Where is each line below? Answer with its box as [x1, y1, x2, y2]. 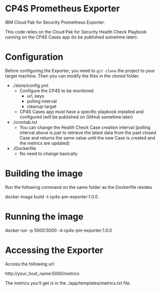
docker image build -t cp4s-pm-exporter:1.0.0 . [5, 193, 101, 200]
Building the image [5, 168, 83, 179]
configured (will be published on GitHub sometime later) [19, 114, 134, 120]
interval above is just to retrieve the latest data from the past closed [19, 129, 156, 136]
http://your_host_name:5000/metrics [5, 270, 80, 276]
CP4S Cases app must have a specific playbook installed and [19, 109, 144, 114]
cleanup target [27, 103, 56, 109]
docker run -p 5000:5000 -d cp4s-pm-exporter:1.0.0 [5, 227, 112, 233]
